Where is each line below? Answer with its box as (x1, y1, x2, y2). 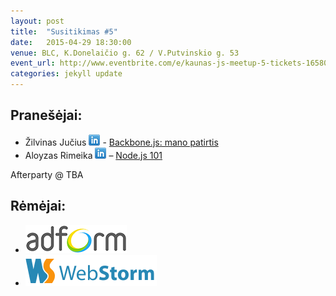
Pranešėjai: (10, 107, 83, 124)
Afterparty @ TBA (10, 168, 84, 180)
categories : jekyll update (10, 69, 123, 79)
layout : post (10, 16, 65, 26)
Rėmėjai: (10, 198, 67, 215)
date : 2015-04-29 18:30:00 (10, 37, 132, 47)
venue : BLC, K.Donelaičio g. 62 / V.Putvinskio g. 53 (10, 48, 240, 58)
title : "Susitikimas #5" (10, 26, 118, 37)
